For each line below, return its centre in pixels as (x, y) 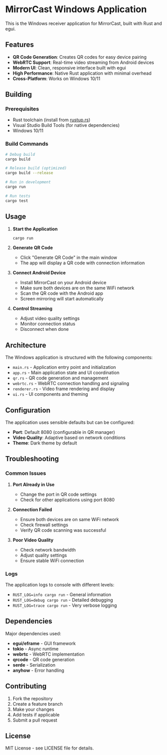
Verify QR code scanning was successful (63, 530)
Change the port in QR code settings (58, 494)
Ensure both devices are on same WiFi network (70, 519)
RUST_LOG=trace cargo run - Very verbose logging (65, 605)
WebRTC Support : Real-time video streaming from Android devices (83, 62)
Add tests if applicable (36, 714)
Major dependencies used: (33, 633)
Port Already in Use (34, 484)
